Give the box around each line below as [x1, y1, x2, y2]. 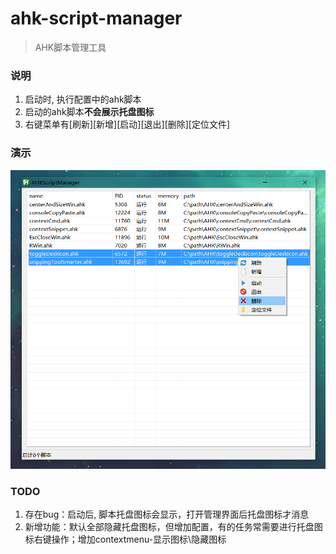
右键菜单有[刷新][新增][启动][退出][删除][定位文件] [24, 118, 231, 131]
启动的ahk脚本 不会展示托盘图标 [24, 106, 155, 118]
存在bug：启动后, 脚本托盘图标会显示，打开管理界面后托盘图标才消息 [24, 508, 310, 521]
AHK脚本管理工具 [34, 41, 107, 53]
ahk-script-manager [10, 7, 183, 30]
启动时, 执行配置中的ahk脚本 [24, 93, 142, 106]
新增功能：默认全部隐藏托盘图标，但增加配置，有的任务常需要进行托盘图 [24, 521, 323, 533]
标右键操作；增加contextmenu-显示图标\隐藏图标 [24, 533, 227, 546]
